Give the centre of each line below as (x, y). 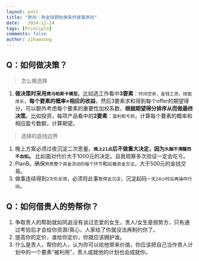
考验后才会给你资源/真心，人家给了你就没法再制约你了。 (89, 229)
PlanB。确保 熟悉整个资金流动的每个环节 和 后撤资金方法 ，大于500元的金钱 (98, 163)
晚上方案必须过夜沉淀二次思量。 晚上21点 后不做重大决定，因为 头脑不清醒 (101, 148)
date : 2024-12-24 (30, 23)
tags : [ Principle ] (29, 28)
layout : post (22, 12)
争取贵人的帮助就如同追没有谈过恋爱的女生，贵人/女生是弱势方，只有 (99, 222)
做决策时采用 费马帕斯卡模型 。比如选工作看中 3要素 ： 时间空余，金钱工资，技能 (103, 93)
